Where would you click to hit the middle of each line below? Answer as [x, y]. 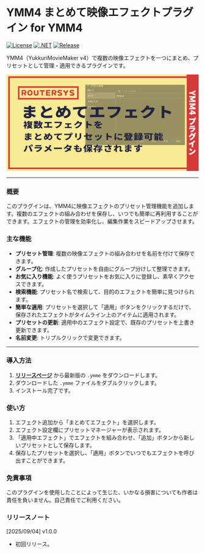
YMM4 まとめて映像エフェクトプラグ [100, 13]
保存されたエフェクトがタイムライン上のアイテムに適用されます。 [97, 314]
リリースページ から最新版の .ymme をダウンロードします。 [88, 375]
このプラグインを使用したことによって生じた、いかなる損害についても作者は [102, 492]
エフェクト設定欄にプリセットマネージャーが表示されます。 [90, 430]
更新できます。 [34, 330]
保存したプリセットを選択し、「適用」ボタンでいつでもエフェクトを [99, 453]
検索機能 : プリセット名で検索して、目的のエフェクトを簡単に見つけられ [105, 292]
